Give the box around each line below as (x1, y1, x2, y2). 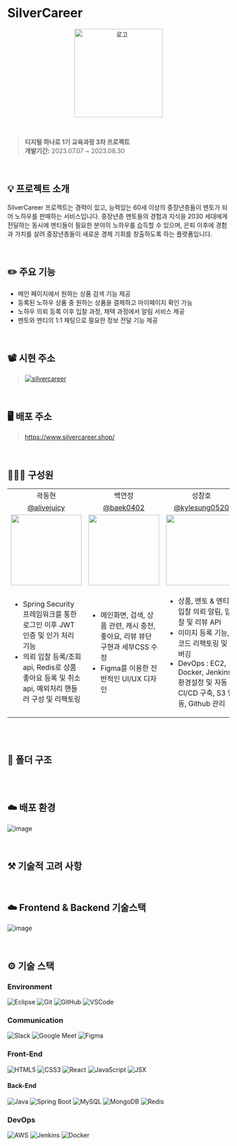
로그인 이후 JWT (23, 620, 75, 629)
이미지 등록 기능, (178, 628, 230, 638)
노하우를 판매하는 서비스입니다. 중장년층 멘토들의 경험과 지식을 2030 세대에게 (14, 212, 228, 220)
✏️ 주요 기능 (7, 266, 56, 278)
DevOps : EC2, (178, 658, 227, 668)
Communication (7, 1015, 63, 1025)
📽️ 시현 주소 (7, 352, 56, 364)
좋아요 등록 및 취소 (23, 673, 81, 682)
